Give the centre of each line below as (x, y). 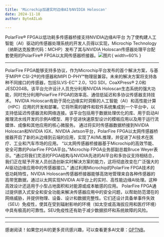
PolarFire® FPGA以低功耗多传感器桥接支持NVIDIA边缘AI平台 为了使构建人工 (81, 37)
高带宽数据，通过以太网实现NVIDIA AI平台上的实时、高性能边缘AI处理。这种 (81, 180)
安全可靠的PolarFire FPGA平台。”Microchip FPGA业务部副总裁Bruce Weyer (79, 149)
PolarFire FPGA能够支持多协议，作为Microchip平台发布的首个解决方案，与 (80, 71)
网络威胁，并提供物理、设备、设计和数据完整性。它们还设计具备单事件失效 (80, 198)
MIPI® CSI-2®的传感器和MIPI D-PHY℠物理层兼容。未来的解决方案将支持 (81, 76)
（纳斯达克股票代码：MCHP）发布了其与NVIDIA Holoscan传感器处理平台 (78, 50)
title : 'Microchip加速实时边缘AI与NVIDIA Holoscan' (56, 9)
